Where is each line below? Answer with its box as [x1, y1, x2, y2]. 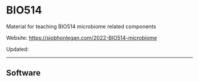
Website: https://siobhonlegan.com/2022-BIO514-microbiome [6, 34, 158, 41]
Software [6, 68, 41, 78]
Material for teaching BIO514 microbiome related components [6, 23, 156, 30]
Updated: [6, 45, 29, 53]
